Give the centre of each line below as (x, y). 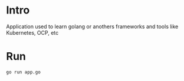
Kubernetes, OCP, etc (32, 32)
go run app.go (24, 72)
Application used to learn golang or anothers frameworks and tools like (92, 26)
